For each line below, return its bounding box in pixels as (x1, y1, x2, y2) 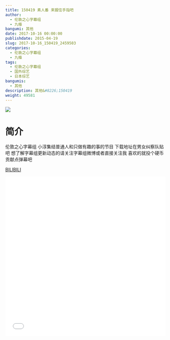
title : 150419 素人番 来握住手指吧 (5, 7, 74, 13)
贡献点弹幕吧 (5, 156, 32, 163)
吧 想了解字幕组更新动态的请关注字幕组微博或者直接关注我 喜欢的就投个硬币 (5, 150, 164, 156)
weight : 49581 (5, 93, 36, 98)
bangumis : (5, 79, 26, 84)
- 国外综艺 (10, 69, 30, 74)
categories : (5, 45, 31, 50)
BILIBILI (5, 167, 21, 173)
